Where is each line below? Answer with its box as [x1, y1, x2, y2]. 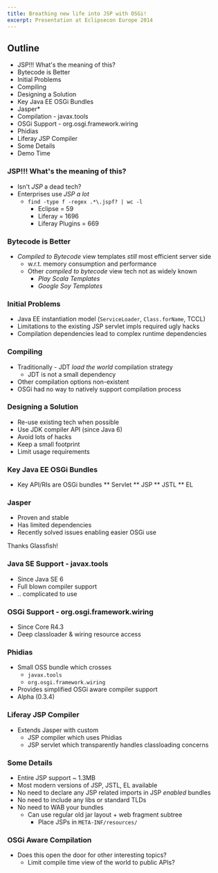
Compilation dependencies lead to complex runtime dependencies [17, 330, 207, 338]
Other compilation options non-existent [17, 378, 129, 386]
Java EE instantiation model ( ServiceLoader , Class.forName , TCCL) [17, 315, 206, 323]
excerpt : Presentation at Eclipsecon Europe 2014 [7, 17, 154, 24]
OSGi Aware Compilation [7, 835, 92, 845]
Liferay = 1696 [37, 212, 80, 220]
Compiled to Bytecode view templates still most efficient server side [17, 252, 212, 260]
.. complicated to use [17, 589, 78, 597]
